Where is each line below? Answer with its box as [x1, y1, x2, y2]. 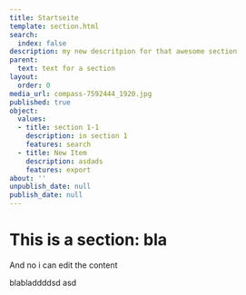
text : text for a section [17, 64, 116, 74]
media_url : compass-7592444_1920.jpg [9, 89, 153, 98]
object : [9, 106, 39, 115]
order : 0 [17, 81, 51, 90]
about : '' [9, 173, 47, 182]
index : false [17, 38, 67, 48]
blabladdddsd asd [9, 277, 77, 288]
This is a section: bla [9, 230, 168, 251]
